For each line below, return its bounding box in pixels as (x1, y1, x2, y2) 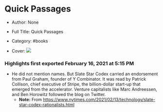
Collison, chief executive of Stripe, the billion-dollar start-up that (11, 81, 141, 87)
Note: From (18, 97, 42, 102)
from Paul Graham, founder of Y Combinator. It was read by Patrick (11, 76, 146, 82)
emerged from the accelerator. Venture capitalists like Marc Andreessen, (11, 86, 157, 92)
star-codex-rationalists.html (18, 102, 75, 108)
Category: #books (11, 38, 48, 44)
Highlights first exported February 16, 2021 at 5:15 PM (4, 60, 134, 67)
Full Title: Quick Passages (11, 28, 64, 34)
